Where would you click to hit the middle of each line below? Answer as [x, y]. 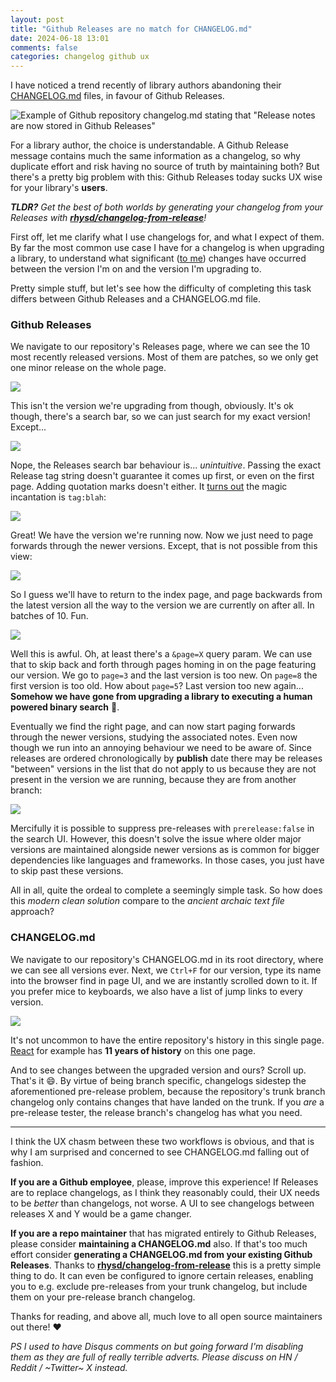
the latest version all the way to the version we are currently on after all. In [162, 605]
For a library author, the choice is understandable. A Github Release [149, 145]
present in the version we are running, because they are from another [153, 780]
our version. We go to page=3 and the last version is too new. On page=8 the [164, 675]
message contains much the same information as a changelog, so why [155, 156]
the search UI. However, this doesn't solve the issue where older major [156, 839]
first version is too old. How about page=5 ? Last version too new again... [157, 686]
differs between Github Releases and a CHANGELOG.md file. [136, 299]
